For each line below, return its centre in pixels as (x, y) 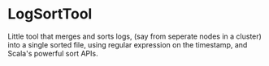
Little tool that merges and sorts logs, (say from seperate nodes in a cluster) (134, 36)
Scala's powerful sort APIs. (53, 53)
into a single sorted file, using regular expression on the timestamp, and (128, 44)
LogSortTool (50, 14)
